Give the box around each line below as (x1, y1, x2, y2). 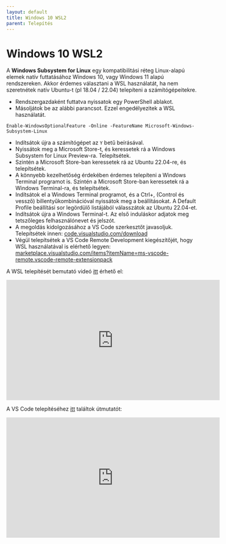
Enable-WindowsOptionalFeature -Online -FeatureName (6, 123, 143, 129)
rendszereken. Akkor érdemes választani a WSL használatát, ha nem (6, 80, 178, 87)
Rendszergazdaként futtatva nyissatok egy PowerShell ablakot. (15, 98, 174, 106)
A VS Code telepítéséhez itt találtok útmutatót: (6, 405, 122, 413)
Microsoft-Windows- (145, 123, 195, 129)
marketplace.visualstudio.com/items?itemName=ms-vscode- (15, 249, 169, 257)
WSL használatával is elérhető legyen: (15, 243, 111, 251)
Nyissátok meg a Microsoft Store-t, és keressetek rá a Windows (15, 145, 175, 153)
